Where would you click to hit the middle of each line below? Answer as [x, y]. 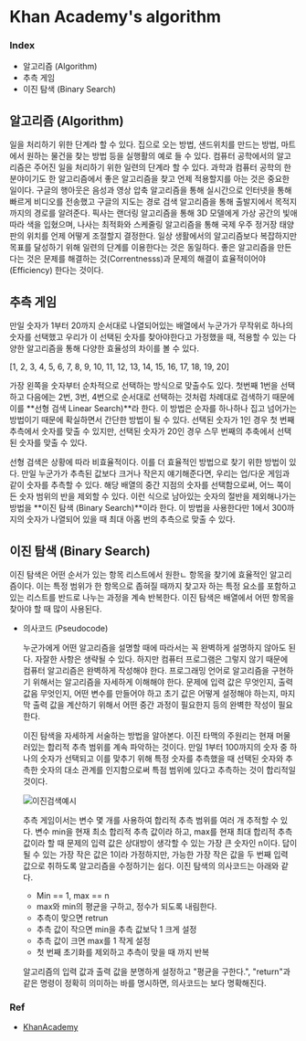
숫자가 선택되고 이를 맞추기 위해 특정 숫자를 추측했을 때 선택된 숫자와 [162, 758]
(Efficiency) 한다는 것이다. [57, 271]
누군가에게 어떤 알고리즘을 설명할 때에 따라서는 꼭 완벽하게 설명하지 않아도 [154, 647]
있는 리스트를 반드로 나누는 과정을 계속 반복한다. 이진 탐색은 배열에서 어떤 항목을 [152, 597]
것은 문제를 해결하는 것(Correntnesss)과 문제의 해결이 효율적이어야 [146, 259]
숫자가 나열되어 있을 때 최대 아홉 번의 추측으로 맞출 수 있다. [131, 519]
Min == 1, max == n [73, 895]
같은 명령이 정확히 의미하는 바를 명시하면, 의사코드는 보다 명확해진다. [144, 983]
